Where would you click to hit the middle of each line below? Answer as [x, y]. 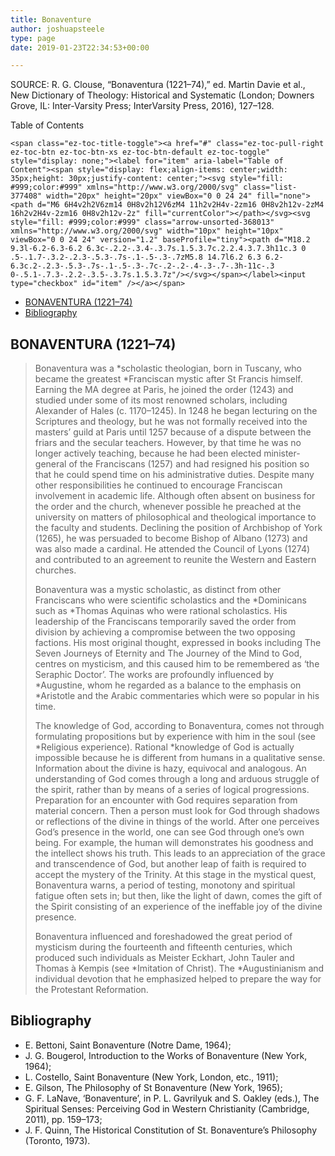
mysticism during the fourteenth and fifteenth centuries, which [163, 947]
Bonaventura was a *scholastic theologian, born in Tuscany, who [168, 368]
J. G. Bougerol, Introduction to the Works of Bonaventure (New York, [166, 1055]
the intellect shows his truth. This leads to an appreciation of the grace [180, 853]
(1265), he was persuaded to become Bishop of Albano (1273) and [171, 538]
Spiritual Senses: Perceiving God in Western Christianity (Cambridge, [167, 1108]
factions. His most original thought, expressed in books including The [178, 643]
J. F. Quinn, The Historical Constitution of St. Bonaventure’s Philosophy [171, 1130]
